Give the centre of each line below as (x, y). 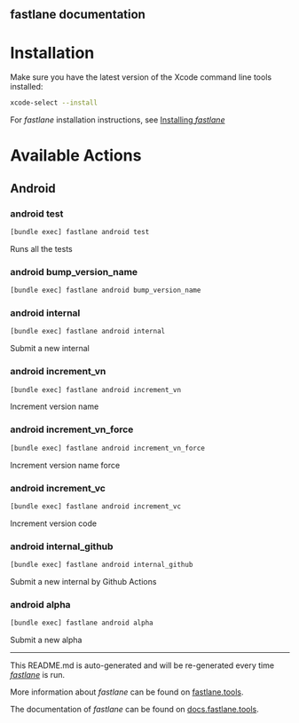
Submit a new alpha (46, 640)
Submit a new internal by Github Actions (83, 581)
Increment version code (53, 523)
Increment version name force (65, 465)
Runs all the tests (42, 248)
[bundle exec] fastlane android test (80, 232)
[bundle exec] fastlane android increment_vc (95, 506)
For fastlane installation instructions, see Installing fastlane (118, 120)
